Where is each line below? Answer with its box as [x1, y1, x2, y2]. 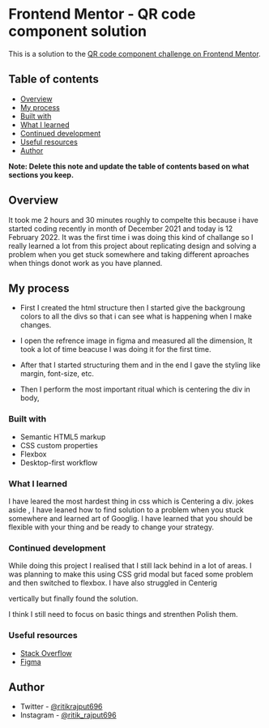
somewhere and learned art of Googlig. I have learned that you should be [8, 513, 253, 523]
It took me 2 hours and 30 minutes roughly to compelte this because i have [8, 215, 259, 225]
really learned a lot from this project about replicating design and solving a [8, 241, 257, 251]
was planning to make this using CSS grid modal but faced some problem [8, 569, 254, 580]
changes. [19, 320, 52, 330]
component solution [8, 22, 147, 41]
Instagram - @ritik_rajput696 [19, 710, 117, 720]
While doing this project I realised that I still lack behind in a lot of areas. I [8, 561, 252, 571]
